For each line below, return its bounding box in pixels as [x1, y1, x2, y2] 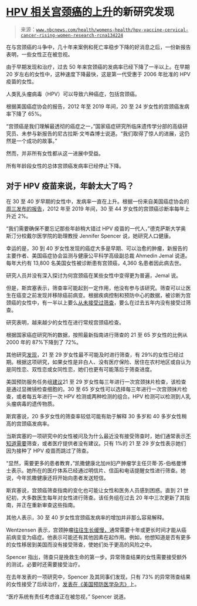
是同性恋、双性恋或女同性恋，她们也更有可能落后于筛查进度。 [6, 365, 155, 373]
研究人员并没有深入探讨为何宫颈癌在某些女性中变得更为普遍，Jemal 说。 [6, 272, 182, 279]
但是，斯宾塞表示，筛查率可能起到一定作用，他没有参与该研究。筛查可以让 [6, 284, 186, 291]
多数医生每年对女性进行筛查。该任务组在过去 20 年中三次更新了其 [26, 494, 185, 501]
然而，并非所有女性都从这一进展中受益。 [6, 150, 104, 157]
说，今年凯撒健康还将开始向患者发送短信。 [6, 474, 109, 481]
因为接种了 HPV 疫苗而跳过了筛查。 [6, 447, 92, 454]
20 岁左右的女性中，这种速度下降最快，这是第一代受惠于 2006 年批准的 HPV [6, 70, 191, 77]
